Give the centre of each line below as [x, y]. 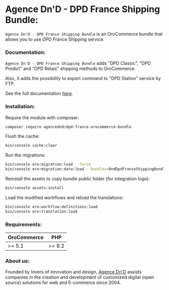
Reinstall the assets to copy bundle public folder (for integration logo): [77, 179]
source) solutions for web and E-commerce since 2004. [63, 282]
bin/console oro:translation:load [41, 211]
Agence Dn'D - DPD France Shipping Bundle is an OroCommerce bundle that [84, 34]
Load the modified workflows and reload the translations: [64, 197]
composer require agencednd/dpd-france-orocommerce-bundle [68, 127]
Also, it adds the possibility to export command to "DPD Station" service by [83, 79]
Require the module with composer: [42, 117]
